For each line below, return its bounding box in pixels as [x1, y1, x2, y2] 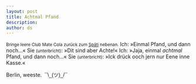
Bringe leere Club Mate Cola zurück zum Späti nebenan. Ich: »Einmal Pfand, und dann [6, 41, 191, 48]
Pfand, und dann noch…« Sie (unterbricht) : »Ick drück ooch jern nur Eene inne [6, 53, 190, 60]
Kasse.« [6, 60, 26, 66]
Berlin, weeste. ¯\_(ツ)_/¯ [6, 71, 68, 79]
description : [6, 19, 38, 25]
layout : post [6, 8, 38, 15]
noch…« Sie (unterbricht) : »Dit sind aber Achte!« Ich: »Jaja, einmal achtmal [6, 47, 183, 54]
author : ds [6, 24, 33, 31]
